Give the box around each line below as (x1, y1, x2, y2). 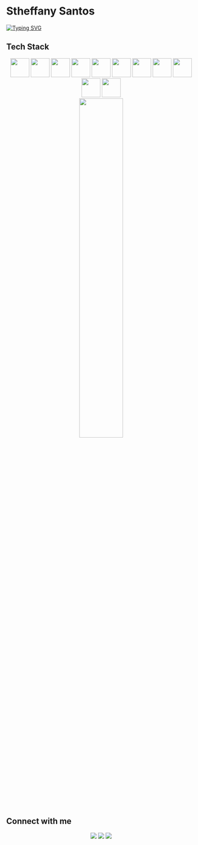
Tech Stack (6, 42, 49, 52)
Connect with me (6, 816, 72, 826)
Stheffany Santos (6, 4, 95, 18)
